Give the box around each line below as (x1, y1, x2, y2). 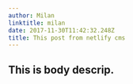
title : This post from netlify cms (8, 33, 126, 42)
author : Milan (8, 11, 55, 20)
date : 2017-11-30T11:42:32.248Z (8, 26, 115, 34)
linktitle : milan (8, 19, 66, 27)
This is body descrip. (8, 63, 115, 76)
